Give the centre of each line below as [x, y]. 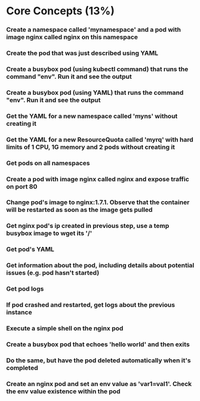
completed [22, 368]
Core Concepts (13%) [61, 11]
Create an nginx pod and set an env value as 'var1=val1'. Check [99, 384]
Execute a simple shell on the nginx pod [65, 328]
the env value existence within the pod [63, 391]
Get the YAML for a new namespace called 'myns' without [92, 116]
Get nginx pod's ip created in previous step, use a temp [88, 226]
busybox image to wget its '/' [49, 233]
